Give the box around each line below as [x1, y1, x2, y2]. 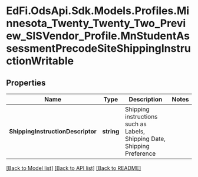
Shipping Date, [124, 135, 166, 143]
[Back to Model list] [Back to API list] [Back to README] [6, 165, 141, 172]
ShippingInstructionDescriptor [9, 127, 97, 135]
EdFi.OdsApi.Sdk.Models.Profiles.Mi [6, 4, 190, 18]
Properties [6, 78, 46, 88]
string [102, 127, 120, 135]
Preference [124, 149, 156, 158]
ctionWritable [6, 54, 74, 68]
